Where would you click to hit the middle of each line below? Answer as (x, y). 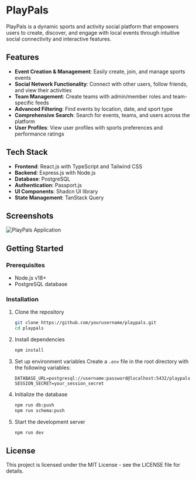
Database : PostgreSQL (42, 179)
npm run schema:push (39, 410)
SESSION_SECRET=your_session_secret (59, 383)
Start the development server (50, 422)
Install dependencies (40, 339)
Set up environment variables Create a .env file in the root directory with (102, 361)
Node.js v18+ (30, 278)
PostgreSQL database (41, 284)
